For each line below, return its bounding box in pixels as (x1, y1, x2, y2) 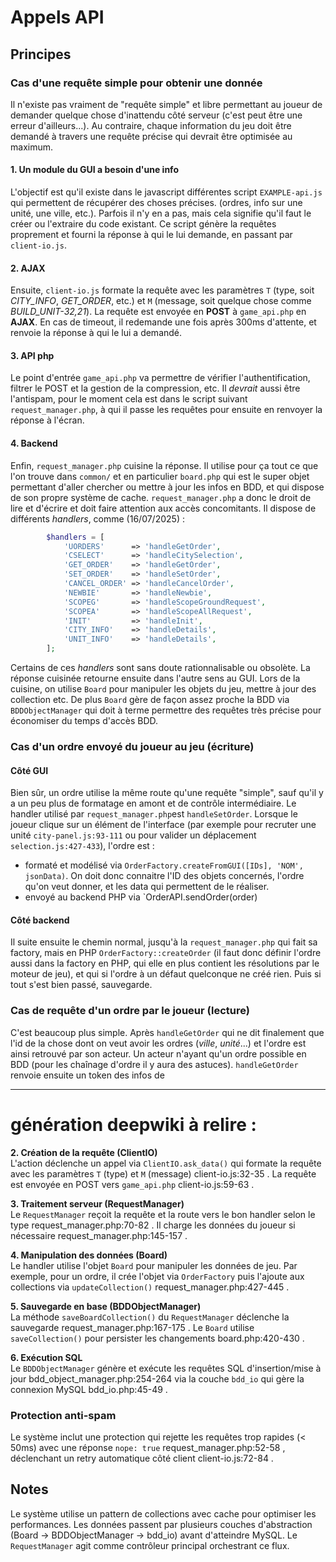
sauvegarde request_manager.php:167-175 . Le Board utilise (10, 1321, 255, 1333)
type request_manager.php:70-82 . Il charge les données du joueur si (10, 1219, 296, 1231)
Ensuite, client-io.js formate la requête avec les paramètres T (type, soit (10, 284, 315, 296)
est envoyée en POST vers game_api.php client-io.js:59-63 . (10, 1178, 255, 1190)
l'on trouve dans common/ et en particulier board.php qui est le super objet (10, 470, 310, 482)
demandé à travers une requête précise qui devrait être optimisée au (10, 130, 293, 142)
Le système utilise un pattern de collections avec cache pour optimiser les (10, 1507, 317, 1520)
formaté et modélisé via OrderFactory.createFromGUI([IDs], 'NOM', (24, 859, 304, 871)
